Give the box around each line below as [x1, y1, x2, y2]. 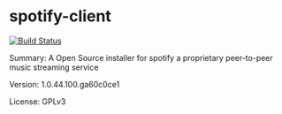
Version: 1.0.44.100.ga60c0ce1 [9, 79, 120, 89]
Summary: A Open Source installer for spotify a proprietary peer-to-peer [9, 52, 274, 63]
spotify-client [9, 6, 112, 27]
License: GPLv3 [9, 95, 66, 107]
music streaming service [9, 62, 99, 72]
